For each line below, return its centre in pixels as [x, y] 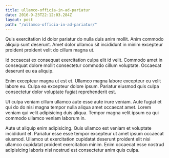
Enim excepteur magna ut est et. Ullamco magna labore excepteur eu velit [83, 81]
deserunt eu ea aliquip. [29, 71]
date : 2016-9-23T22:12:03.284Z [39, 15]
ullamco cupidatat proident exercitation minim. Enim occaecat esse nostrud [85, 145]
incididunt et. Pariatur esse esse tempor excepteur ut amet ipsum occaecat [84, 134]
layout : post [19, 20]
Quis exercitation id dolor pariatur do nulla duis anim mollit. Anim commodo [84, 39]
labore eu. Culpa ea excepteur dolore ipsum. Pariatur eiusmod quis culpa [82, 86]
